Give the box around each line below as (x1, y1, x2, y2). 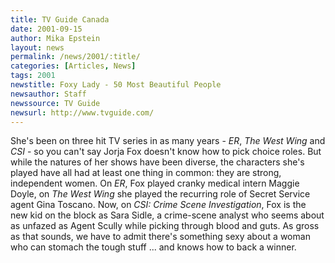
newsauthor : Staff (10, 89, 87, 99)
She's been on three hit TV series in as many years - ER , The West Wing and (10, 135, 326, 147)
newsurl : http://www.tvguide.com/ (10, 107, 155, 118)
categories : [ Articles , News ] (10, 61, 137, 71)
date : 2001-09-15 (10, 24, 83, 34)
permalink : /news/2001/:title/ (10, 52, 141, 62)
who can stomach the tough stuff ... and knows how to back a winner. (10, 241, 297, 253)
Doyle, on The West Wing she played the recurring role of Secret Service (10, 188, 311, 200)
